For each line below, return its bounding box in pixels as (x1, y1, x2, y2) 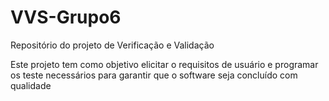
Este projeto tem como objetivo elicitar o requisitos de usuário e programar (10, 58, 319, 70)
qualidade (10, 79, 52, 91)
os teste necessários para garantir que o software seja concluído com (10, 69, 298, 81)
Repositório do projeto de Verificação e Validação (10, 39, 215, 51)
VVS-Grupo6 (10, 6, 122, 29)
